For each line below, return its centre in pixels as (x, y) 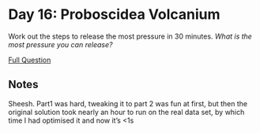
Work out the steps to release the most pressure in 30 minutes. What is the (130, 36)
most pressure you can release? (60, 44)
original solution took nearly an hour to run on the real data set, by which (126, 112)
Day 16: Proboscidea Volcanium (114, 15)
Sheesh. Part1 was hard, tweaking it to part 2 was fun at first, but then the (128, 103)
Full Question (30, 60)
